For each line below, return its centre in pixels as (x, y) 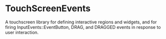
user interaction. (22, 32)
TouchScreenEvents (48, 9)
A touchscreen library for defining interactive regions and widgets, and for (81, 22)
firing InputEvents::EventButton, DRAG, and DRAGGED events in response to (83, 27)
